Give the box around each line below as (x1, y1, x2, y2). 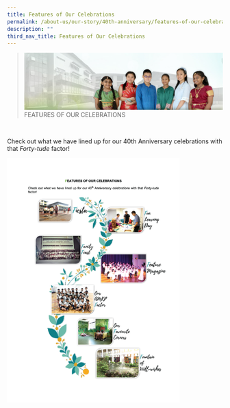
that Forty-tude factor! (7, 144, 70, 152)
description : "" (7, 25, 53, 32)
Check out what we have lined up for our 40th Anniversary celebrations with (7, 137, 222, 145)
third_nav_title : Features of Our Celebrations (7, 33, 146, 40)
